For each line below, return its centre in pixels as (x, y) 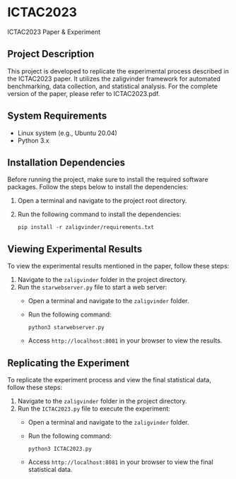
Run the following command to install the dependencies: (99, 214)
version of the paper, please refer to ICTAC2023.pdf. (84, 93)
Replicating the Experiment (68, 363)
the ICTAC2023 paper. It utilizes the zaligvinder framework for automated (114, 78)
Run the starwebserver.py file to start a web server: (92, 288)
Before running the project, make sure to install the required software (108, 179)
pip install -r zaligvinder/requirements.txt (85, 227)
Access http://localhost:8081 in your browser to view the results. (125, 341)
